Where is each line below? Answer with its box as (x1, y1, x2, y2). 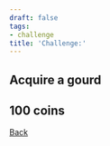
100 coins (9, 103, 66, 119)
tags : (9, 22, 30, 31)
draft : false (9, 13, 59, 23)
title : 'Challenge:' (9, 38, 87, 48)
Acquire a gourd (9, 72, 102, 87)
